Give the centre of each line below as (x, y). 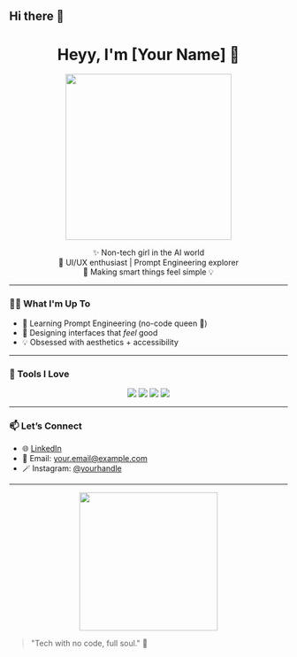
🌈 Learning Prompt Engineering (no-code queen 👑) (114, 323)
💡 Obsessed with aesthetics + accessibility (100, 342)
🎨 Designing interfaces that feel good (90, 332)
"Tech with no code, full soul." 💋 (89, 644)
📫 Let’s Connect (46, 426)
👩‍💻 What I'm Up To (50, 304)
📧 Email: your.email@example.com (84, 459)
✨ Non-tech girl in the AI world (148, 252)
